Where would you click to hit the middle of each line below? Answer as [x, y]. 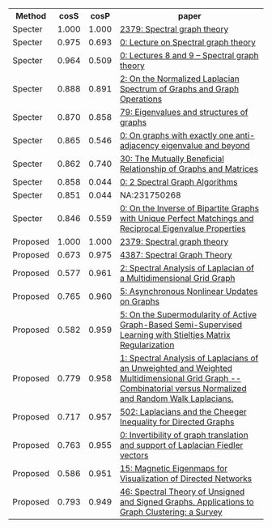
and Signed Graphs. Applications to [187, 502]
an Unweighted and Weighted [176, 368]
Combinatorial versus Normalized [183, 388]
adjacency [140, 145]
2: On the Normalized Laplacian [180, 79]
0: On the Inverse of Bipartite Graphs [189, 208]
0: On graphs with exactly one [177, 135]
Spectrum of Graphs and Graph [180, 89]
